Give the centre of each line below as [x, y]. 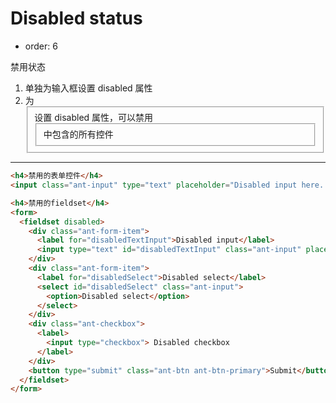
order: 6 [41, 46]
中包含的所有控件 [78, 134]
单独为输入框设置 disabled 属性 [88, 88]
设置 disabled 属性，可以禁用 [94, 117]
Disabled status [76, 18]
